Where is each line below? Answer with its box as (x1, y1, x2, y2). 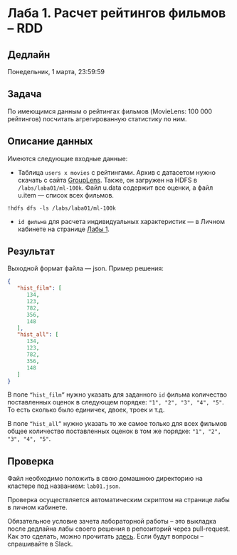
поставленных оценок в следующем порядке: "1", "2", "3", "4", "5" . (7, 398, 224, 407)
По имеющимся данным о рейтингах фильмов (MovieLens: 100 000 (7, 107, 212, 116)
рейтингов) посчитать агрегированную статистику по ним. (7, 114, 187, 123)
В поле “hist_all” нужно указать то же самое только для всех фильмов (7, 419, 228, 428)
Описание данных (7, 136, 93, 148)
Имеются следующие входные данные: (7, 154, 128, 163)
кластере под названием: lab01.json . (7, 482, 121, 490)
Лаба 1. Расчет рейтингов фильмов (7, 5, 226, 21)
